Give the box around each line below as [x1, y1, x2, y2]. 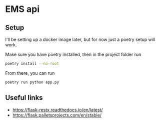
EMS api [5, 3, 40, 15]
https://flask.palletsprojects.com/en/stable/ [12, 112, 101, 118]
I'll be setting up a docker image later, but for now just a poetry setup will [5, 36, 155, 42]
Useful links [5, 94, 43, 102]
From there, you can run [5, 70, 55, 76]
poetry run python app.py [5, 80, 59, 85]
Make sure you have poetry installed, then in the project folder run [5, 51, 141, 57]
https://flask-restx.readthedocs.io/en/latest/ [12, 107, 103, 113]
